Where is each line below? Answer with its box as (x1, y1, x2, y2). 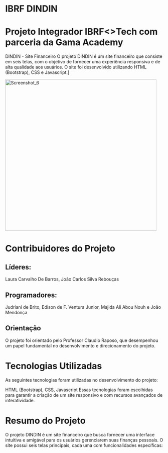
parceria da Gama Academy (5, 37, 123, 48)
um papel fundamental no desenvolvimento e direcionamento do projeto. (5, 342, 155, 348)
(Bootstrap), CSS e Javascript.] (5, 69, 70, 75)
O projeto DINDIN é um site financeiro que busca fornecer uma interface (5, 431, 155, 437)
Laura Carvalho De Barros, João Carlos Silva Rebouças (5, 276, 119, 282)
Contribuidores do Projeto (5, 243, 115, 254)
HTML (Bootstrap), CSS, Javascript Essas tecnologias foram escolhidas (5, 387, 153, 393)
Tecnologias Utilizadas (5, 360, 102, 372)
